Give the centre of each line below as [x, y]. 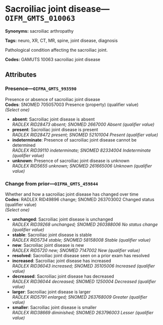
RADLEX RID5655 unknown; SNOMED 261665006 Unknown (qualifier [82, 166]
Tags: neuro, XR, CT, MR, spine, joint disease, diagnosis [61, 41]
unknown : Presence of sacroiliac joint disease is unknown [71, 161]
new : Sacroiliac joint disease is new [48, 245]
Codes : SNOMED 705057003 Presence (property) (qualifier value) [72, 104]
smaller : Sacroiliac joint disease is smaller [54, 307]
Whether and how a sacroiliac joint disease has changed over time [72, 194]
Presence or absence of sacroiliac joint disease [53, 99]
